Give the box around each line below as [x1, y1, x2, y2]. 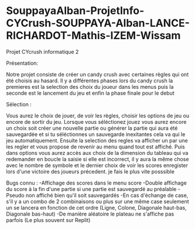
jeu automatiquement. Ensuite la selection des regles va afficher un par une [6, 137, 189, 144]
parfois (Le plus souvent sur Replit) [6, 216, 91, 223]
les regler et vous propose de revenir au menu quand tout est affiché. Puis [6, 143, 186, 150]
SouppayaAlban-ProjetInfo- [6, 4, 145, 18]
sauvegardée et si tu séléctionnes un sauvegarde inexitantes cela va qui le [6, 130, 186, 138]
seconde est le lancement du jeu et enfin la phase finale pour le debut [6, 89, 175, 96]
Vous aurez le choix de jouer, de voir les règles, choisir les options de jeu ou [6, 112, 189, 119]
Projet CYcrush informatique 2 [6, 48, 79, 55]
